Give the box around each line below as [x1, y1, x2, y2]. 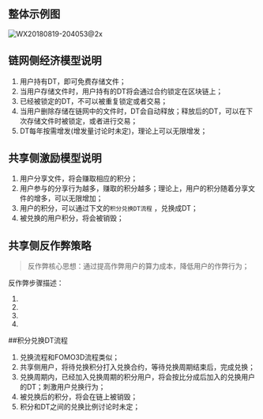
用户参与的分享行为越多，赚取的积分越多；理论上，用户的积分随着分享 [19, 184, 249, 193]
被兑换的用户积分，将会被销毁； [19, 213, 124, 223]
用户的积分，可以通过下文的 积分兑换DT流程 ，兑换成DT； [19, 204, 199, 213]
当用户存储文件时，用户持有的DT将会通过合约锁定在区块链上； [19, 86, 224, 96]
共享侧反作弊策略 [8, 238, 92, 252]
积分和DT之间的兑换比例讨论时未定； [19, 402, 141, 412]
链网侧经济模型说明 [8, 54, 102, 67]
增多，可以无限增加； [33, 193, 103, 204]
